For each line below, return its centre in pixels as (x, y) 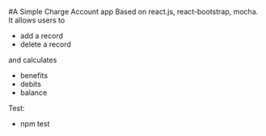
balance (34, 93)
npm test (35, 124)
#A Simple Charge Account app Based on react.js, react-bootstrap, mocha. (133, 12)
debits (31, 84)
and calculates (33, 60)
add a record (41, 36)
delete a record (45, 44)
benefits (34, 75)
